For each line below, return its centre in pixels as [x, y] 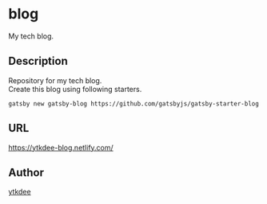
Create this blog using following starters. [75, 89]
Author [26, 172]
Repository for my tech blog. [55, 80]
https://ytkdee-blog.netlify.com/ [61, 147]
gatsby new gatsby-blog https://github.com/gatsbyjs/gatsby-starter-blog [134, 104]
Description [38, 61]
